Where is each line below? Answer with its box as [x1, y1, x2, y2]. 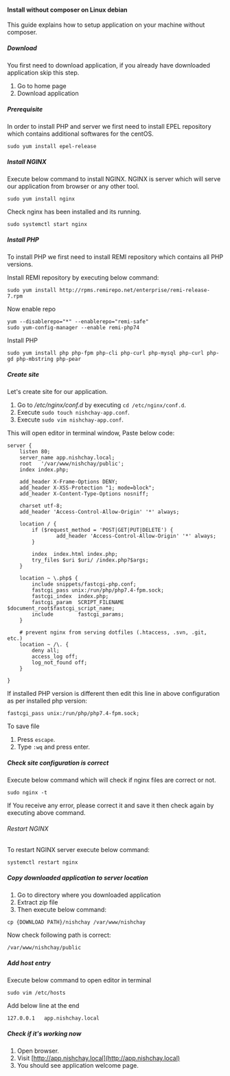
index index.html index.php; [32, 551, 118, 558]
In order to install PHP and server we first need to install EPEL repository [7, 123, 211, 131]
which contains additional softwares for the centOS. [7, 130, 154, 138]
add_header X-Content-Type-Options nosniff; [19, 490, 149, 497]
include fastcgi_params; [32, 611, 125, 618]
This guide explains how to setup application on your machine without [7, 21, 205, 29]
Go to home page [16, 82, 67, 90]
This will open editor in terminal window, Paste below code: [7, 429, 175, 437]
